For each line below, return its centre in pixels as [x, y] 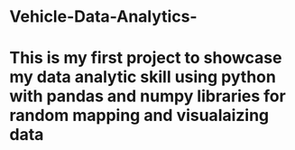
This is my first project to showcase [146, 58]
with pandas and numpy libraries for [147, 96]
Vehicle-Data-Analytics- [103, 17]
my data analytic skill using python [143, 77]
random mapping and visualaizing [139, 116]
